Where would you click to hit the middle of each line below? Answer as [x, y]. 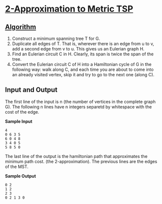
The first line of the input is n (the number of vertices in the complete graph [81, 102]
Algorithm [21, 27]
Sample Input [19, 121]
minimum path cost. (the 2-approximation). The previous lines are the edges [81, 161]
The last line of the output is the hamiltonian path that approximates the [76, 156]
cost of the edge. [22, 112]
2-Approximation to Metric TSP [69, 9]
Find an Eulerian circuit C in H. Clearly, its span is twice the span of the [83, 54]
